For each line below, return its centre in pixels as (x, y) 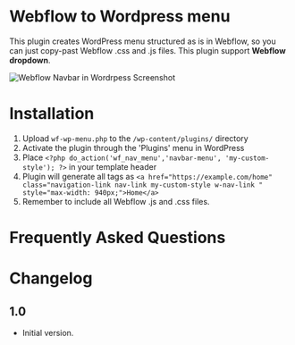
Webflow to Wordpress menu (120, 17)
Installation (52, 114)
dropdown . (30, 60)
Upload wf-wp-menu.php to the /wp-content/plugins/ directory (135, 138)
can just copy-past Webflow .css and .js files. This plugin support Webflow (147, 50)
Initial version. (48, 333)
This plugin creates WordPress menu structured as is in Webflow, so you (143, 41)
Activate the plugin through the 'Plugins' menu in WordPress (133, 147)
